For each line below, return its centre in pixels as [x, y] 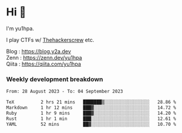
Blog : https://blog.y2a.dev [39, 51]
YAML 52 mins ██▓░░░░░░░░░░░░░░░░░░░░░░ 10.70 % [91, 124]
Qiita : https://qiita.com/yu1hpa [44, 64]
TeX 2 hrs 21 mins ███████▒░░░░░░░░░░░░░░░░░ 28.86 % [91, 102]
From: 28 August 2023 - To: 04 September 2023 [65, 92]
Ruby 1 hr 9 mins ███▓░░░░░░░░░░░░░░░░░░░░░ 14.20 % [91, 113]
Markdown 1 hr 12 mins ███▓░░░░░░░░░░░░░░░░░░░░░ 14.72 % [91, 108]
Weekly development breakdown [55, 79]
